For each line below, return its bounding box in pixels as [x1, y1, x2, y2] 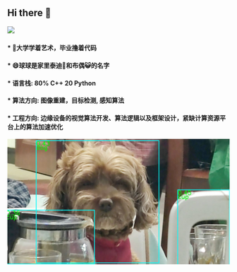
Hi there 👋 [7, 7, 51, 19]
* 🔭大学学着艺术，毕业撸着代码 [7, 44, 97, 52]
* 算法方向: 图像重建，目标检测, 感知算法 [7, 96, 125, 105]
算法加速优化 [25, 122, 63, 131]
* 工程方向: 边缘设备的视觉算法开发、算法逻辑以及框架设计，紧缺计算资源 [7, 114, 220, 122]
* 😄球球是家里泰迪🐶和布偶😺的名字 [7, 61, 110, 69]
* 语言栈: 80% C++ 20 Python [7, 78, 97, 87]
